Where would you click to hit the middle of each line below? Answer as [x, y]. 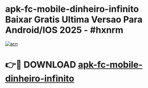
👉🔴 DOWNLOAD [41, 65]
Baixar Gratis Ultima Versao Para [74, 20]
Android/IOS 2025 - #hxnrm [64, 30]
